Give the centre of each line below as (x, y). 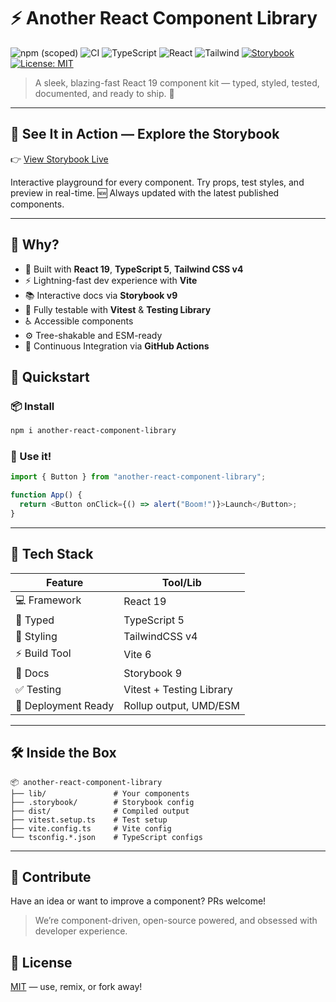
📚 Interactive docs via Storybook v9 (101, 295)
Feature (64, 582)
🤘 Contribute (51, 876)
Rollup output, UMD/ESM (182, 705)
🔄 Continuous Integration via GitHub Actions (117, 346)
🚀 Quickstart (50, 376)
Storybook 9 (153, 673)
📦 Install (32, 406)
